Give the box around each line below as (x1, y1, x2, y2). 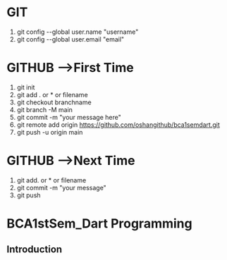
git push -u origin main (16, 128, 83, 136)
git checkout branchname (16, 98, 92, 106)
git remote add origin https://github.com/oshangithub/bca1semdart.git (16, 120, 220, 129)
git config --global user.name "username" (16, 27, 139, 36)
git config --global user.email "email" (16, 35, 125, 43)
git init (16, 82, 35, 92)
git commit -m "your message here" (16, 113, 121, 121)
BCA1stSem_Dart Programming (6, 216, 192, 231)
